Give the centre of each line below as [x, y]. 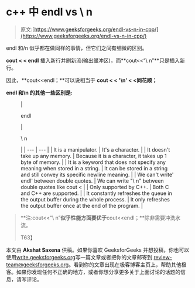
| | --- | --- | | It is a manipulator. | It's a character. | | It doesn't [95, 149]
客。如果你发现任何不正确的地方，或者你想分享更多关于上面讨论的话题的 [93, 272]
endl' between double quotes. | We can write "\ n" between [92, 181]
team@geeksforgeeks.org [37, 265]
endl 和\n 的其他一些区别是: [40, 92]
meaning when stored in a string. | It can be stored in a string [94, 168]
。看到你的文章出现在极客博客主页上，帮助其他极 [127, 265]
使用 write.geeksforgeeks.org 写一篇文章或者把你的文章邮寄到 [79, 257]
